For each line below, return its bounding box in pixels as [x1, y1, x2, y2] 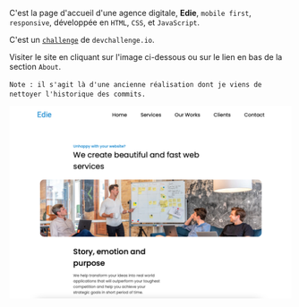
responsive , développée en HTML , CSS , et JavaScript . [9, 17, 200, 28]
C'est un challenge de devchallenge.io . [9, 35, 155, 45]
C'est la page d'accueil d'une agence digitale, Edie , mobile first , [9, 8, 252, 18]
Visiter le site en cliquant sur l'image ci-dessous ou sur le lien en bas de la [9, 52, 283, 62]
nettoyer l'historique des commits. [9, 90, 146, 98]
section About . [9, 62, 61, 72]
